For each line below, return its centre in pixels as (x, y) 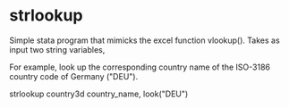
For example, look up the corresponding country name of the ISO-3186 (140, 67)
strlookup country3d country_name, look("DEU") (99, 94)
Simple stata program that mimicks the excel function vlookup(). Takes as (144, 40)
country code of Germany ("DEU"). (74, 76)
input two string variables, (57, 49)
